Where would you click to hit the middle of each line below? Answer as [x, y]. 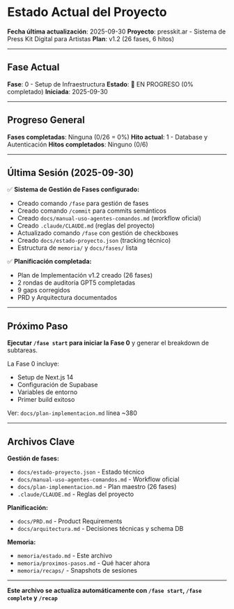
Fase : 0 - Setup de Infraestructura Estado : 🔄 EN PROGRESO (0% [100, 84]
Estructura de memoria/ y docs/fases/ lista [77, 248]
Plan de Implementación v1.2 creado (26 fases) [85, 276]
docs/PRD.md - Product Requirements [70, 521]
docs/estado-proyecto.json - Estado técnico [81, 472]
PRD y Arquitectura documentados [67, 298]
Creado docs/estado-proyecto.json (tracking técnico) [94, 241]
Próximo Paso [38, 326]
